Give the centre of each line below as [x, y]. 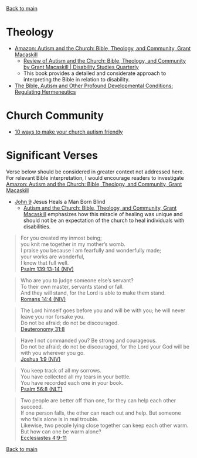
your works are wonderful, [52, 257]
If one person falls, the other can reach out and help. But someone [101, 413]
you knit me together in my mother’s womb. [73, 244]
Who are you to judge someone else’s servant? [77, 280]
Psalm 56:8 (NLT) [41, 389]
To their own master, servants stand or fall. [72, 286]
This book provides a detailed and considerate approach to [95, 73]
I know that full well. [45, 262]
